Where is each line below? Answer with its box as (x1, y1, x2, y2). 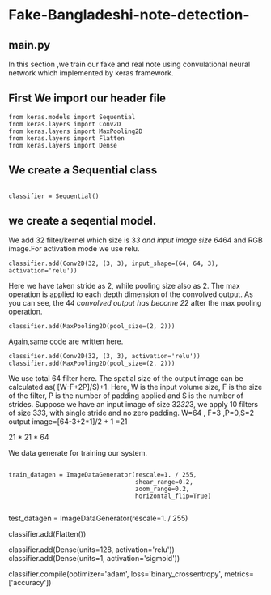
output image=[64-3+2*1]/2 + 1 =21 (8, 417, 128, 426)
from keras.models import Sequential (8, 113, 136, 121)
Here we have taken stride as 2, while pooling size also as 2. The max (8, 281, 240, 291)
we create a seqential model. (8, 214, 157, 228)
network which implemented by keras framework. (8, 68, 174, 78)
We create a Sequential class (8, 164, 158, 178)
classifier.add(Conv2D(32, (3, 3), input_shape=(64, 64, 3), (8, 259, 219, 268)
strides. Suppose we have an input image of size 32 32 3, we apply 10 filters (8, 400, 259, 409)
